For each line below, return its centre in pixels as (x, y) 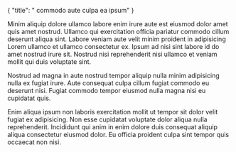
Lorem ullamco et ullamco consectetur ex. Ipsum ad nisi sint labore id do (113, 47)
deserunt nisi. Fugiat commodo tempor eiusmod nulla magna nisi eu (107, 91)
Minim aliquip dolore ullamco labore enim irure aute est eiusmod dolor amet (118, 24)
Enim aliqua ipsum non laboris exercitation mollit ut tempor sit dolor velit (113, 112)
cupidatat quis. (29, 98)
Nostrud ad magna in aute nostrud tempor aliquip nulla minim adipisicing (113, 75)
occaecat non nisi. (34, 142)
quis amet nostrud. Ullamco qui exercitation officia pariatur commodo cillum (118, 32)
